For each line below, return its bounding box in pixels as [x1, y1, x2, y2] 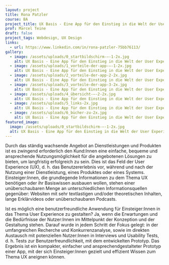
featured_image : [5, 119, 39, 125]
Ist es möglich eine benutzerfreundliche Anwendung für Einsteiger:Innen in [5, 206, 160, 212]
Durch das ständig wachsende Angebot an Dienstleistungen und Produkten [5, 143, 161, 149]
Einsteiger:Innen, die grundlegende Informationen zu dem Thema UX [5, 174, 148, 181]
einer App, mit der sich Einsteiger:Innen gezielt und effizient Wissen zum [5, 248, 156, 254]
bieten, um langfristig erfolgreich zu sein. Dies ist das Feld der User [5, 159, 145, 165]
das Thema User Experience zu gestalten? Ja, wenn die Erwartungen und [5, 211, 158, 217]
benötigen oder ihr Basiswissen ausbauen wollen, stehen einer [5, 180, 135, 186]
